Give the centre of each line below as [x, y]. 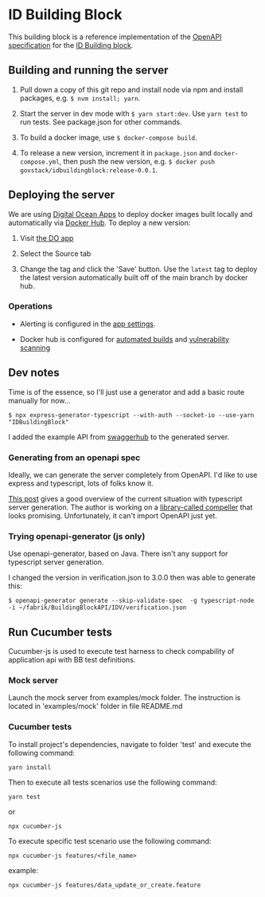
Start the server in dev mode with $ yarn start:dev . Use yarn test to [134, 113]
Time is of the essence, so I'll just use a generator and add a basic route [127, 391]
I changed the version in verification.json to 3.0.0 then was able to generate [132, 578]
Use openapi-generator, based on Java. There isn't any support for [118, 554]
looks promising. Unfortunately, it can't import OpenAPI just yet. [113, 515]
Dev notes [34, 373]
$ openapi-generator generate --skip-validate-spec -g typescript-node [131, 601]
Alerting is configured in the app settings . [88, 324]
